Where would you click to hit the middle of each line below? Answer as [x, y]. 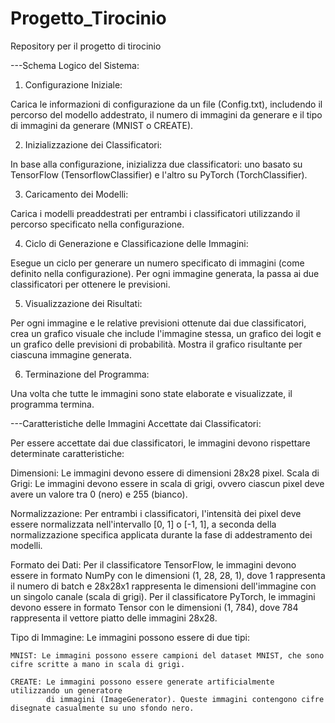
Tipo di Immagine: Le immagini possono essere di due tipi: [130, 637]
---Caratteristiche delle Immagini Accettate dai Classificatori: [136, 423]
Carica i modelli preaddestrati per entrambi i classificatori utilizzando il [155, 213]
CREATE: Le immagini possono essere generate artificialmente [142, 682]
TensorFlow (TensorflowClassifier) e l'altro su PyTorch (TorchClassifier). [159, 174]
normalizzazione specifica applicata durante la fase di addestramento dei [161, 534]
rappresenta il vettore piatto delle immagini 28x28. [114, 618]
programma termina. [52, 404]
